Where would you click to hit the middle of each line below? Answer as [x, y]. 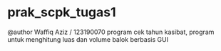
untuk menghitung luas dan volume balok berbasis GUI [88, 39]
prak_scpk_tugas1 [62, 12]
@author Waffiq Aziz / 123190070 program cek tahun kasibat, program [111, 32]
